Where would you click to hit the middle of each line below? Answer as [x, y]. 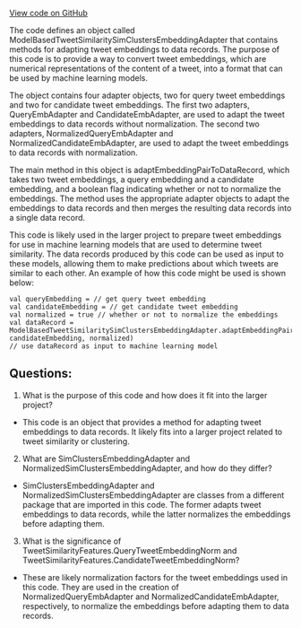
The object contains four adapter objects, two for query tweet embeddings [147, 95]
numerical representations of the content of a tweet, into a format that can [146, 68]
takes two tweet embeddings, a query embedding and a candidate [132, 179]
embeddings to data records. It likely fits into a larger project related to [152, 432]
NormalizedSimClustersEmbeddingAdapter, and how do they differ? [147, 468]
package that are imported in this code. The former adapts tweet [142, 504]
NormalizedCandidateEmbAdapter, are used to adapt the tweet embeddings [149, 143]
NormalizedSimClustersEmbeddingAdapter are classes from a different [153, 495]
